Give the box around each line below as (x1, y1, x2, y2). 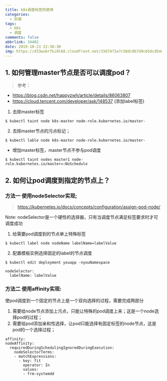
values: (23, 367, 39, 372)
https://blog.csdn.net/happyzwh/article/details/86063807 (12, 92, 131, 98)
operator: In (23, 363, 50, 368)
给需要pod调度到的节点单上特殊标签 (12, 231, 86, 237)
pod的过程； (16, 315, 43, 320)
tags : (5, 21, 16, 26)
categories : (5, 12, 30, 17)
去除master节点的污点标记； (12, 128, 71, 134)
